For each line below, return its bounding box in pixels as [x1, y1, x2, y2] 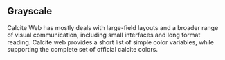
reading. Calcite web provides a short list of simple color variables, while [7, 37, 215, 46]
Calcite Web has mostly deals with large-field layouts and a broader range [7, 23, 219, 31]
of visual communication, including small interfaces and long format [7, 31, 201, 39]
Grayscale [7, 5, 53, 17]
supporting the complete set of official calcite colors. [7, 45, 158, 53]
